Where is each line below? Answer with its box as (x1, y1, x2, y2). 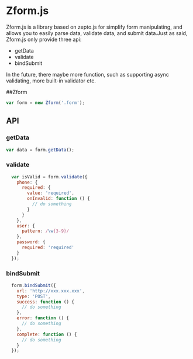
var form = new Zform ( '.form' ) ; (6, 99, 85, 106)
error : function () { (16, 315, 69, 321)
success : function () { (16, 299, 75, 305)
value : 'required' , (27, 190, 75, 196)
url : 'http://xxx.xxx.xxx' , (16, 288, 85, 294)
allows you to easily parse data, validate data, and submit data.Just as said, (6, 29, 188, 36)
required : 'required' (21, 244, 75, 251)
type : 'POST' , (16, 294, 51, 299)
